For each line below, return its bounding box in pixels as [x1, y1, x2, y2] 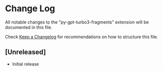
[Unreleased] [5, 48, 46, 56]
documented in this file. [5, 24, 53, 30]
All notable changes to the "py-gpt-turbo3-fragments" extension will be [5, 19, 149, 25]
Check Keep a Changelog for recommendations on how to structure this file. [5, 34, 159, 40]
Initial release [12, 61, 39, 67]
